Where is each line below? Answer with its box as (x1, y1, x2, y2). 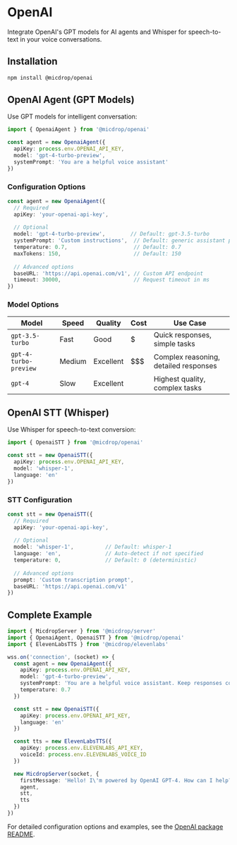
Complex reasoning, (154, 352, 221, 362)
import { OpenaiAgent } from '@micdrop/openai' (7, 126, 150, 133)
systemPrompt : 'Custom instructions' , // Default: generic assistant (13, 237, 226, 244)
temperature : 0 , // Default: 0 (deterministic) (13, 557, 197, 564)
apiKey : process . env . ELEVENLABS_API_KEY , (20, 745, 143, 752)
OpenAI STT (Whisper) (7, 406, 109, 418)
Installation (7, 56, 58, 68)
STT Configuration (7, 494, 73, 504)
